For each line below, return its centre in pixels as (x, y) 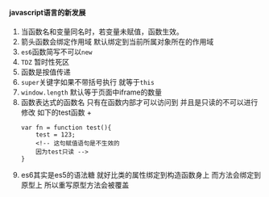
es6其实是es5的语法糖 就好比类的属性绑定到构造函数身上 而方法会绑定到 (141, 175)
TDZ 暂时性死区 (45, 62)
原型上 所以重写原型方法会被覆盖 (75, 185)
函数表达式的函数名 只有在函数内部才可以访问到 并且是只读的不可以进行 (139, 103)
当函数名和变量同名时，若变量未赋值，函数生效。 (102, 31)
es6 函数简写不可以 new (56, 52)
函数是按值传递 (46, 72)
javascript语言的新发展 (48, 12)
